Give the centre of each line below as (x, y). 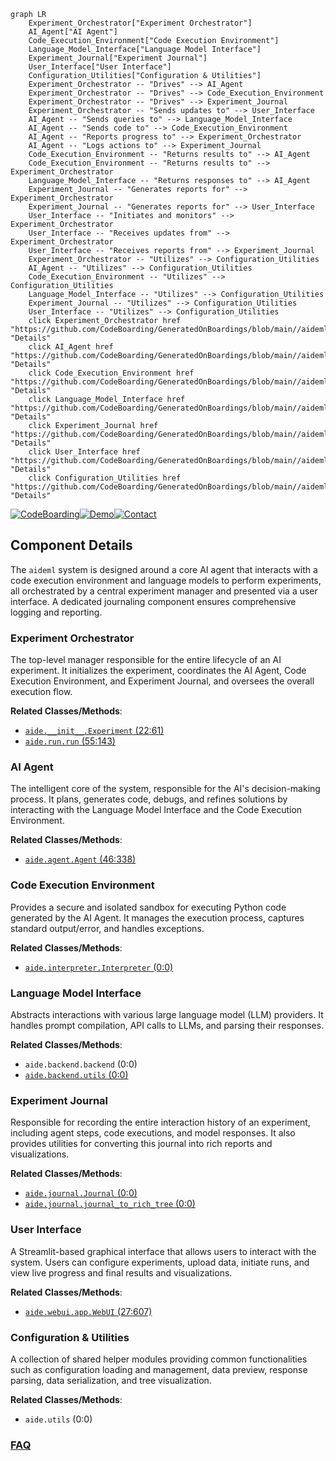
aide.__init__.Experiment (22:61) (94, 731)
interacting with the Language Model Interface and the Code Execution (156, 810)
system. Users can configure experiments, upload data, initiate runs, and (160, 1262)
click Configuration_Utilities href (105, 478)
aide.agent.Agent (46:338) (80, 859)
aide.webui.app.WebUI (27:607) (88, 1311)
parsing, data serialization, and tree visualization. (111, 1380)
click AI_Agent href (71, 347)
